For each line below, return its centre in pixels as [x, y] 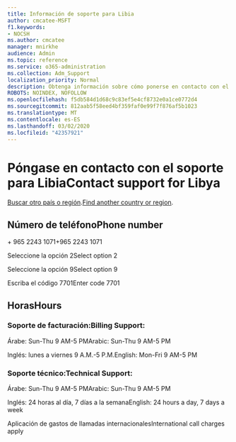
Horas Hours [35, 305]
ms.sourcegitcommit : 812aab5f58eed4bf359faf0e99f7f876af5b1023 [102, 106]
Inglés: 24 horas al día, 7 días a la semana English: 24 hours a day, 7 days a [116, 402]
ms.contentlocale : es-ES [44, 119]
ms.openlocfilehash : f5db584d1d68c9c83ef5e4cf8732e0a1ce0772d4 [102, 100]
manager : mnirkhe [33, 47]
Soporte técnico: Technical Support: [70, 373]
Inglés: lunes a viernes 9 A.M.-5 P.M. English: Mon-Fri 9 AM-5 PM [102, 355]
